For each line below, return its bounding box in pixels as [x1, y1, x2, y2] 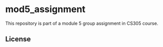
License [5, 35, 31, 43]
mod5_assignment [5, 4, 86, 15]
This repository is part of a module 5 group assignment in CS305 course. [5, 20, 158, 26]
